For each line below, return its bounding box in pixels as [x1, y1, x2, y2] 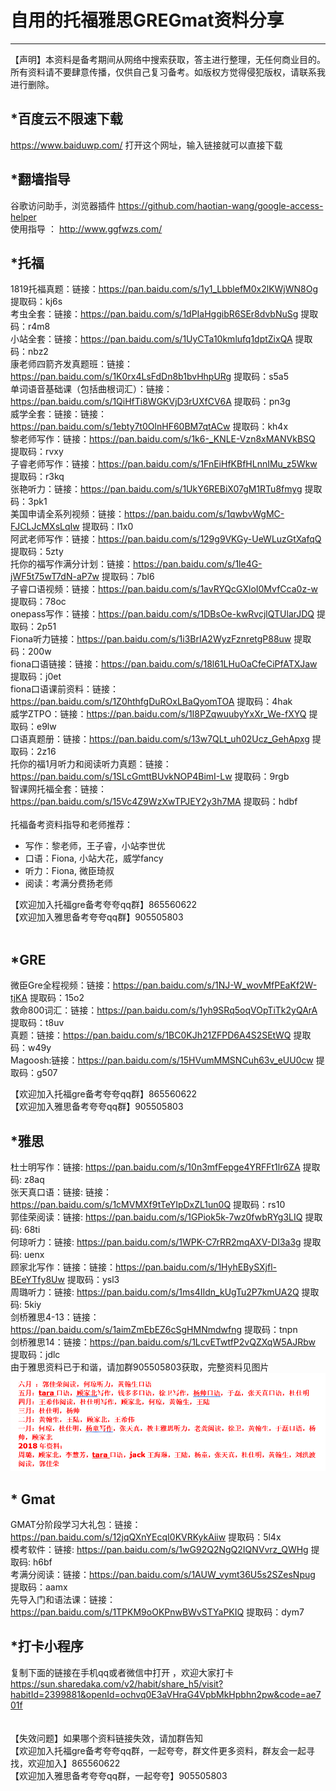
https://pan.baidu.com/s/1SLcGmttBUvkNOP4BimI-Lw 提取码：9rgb [10, 771, 290, 783]
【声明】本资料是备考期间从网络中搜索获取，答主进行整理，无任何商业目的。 [10, 53, 326, 65]
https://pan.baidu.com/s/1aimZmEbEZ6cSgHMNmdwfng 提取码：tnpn [10, 1324, 298, 1335]
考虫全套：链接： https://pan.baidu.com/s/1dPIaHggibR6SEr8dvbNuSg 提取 [10, 308, 319, 320]
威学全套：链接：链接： [10, 408, 107, 420]
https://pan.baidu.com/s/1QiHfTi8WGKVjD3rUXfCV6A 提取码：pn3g [10, 396, 291, 408]
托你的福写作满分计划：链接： [10, 558, 133, 570]
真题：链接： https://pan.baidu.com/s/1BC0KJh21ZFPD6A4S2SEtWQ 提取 [10, 1029, 312, 1041]
